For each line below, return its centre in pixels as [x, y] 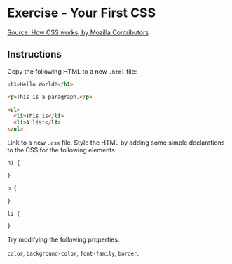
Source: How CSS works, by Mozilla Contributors [78, 32]
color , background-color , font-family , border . [73, 253]
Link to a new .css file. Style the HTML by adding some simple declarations [116, 143]
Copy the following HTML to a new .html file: [72, 71]
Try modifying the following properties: [63, 239]
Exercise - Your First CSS [82, 13]
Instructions [34, 54]
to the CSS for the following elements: [62, 150]
